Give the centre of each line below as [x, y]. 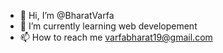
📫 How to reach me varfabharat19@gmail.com [116, 37]
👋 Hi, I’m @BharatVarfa [67, 15]
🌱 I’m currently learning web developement [108, 26]
